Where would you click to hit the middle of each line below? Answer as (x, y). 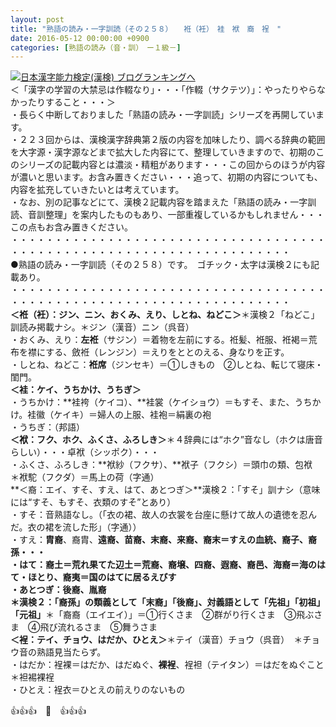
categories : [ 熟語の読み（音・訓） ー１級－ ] (96, 47)
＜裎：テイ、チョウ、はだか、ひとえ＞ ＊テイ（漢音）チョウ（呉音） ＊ (156, 640)
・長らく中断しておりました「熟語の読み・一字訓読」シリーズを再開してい (163, 115)
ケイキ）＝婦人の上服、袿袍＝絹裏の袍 (132, 415)
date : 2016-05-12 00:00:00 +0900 (80, 38)
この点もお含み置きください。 (71, 227)
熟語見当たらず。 (71, 652)
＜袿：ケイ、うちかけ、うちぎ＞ (76, 390)
